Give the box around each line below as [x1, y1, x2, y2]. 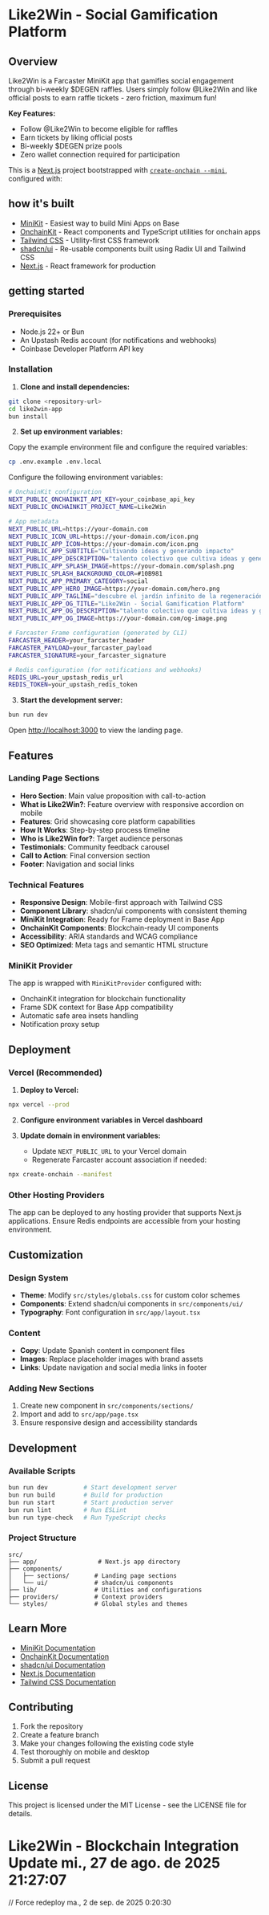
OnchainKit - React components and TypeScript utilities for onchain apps [19, 226, 262, 236]
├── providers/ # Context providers [8, 1592, 163, 1601]
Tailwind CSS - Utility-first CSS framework [19, 235, 160, 245]
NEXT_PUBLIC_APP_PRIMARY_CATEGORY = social [8, 577, 149, 585]
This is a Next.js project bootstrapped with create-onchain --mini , [8, 165, 228, 174]
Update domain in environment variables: [19, 1131, 161, 1141]
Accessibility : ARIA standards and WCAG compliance [19, 931, 199, 941]
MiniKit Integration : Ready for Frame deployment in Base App [19, 915, 226, 924]
